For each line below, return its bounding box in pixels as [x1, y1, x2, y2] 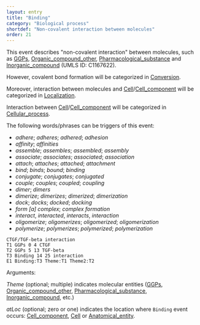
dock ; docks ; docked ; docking [15, 199, 92, 206]
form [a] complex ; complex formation [15, 206, 110, 213]
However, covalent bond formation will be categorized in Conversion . [6, 73, 181, 81]
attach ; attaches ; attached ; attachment [15, 160, 115, 167]
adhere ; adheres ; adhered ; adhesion [15, 134, 109, 141]
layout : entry [6, 9, 43, 15]
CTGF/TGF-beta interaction [6, 237, 75, 243]
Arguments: [6, 269, 36, 276]
